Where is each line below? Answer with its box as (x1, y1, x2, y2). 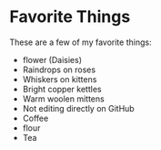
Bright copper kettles (22, 83, 102, 94)
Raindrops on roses (22, 64, 96, 75)
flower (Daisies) (22, 54, 82, 65)
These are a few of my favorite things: (9, 37, 152, 48)
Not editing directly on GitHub (22, 102, 135, 113)
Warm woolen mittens (22, 93, 105, 104)
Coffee (22, 112, 49, 123)
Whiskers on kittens (22, 73, 97, 84)
